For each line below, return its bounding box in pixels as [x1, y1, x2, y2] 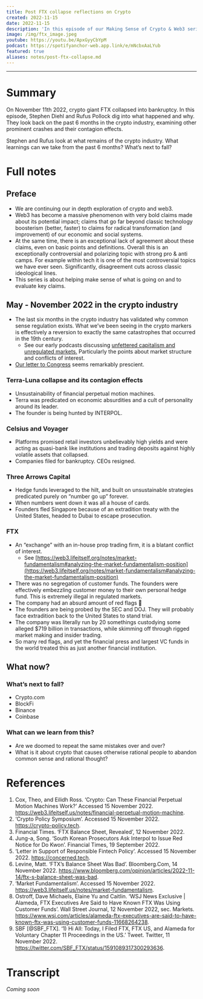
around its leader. [14, 403, 59, 410]
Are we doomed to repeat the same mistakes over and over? [14, 742, 166, 749]
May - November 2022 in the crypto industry [6, 300, 178, 310]
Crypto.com [14, 694, 45, 701]
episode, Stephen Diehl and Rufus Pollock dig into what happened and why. [6, 112, 195, 119]
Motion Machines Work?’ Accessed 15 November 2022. [14, 802, 154, 810]
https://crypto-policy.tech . [14, 822, 81, 829]
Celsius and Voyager [6, 424, 68, 432]
